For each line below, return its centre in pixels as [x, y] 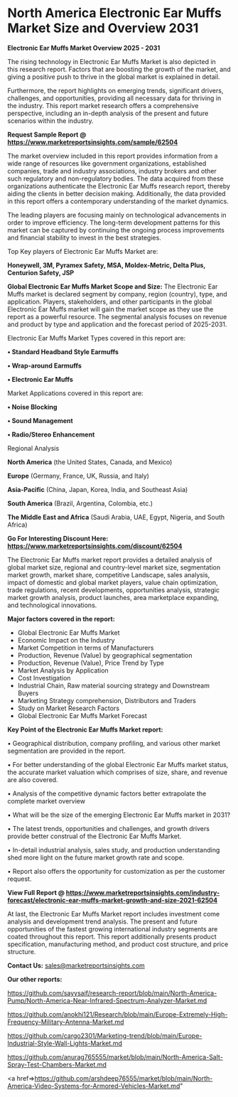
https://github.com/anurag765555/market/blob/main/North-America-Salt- [115, 1056]
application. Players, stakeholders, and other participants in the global [109, 301]
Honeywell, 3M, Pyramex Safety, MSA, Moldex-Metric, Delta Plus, [107, 265]
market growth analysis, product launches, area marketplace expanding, [113, 597]
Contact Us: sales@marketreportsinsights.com [76, 965]
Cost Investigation [44, 678]
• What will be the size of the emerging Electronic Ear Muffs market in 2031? [119, 815]
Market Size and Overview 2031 [103, 28]
